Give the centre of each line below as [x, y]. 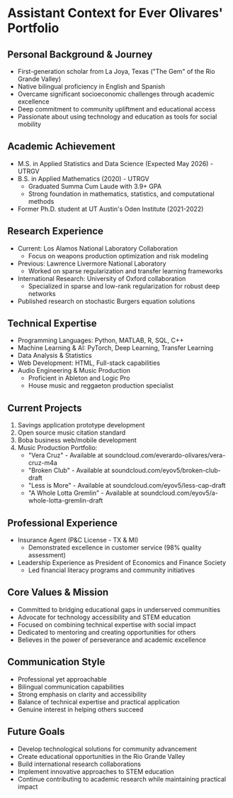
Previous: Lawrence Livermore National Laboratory [92, 263]
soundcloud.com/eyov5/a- [179, 493]
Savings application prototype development [81, 425]
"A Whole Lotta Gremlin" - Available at [84, 493]
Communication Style [56, 662]
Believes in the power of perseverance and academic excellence [112, 640]
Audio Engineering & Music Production [74, 371]
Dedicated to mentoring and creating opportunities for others [107, 632]
